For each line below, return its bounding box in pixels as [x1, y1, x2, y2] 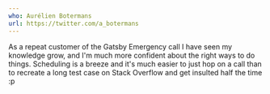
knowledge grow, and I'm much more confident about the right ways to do [8, 50, 255, 60]
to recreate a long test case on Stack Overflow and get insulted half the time [8, 67, 263, 77]
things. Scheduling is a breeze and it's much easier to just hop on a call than [8, 58, 263, 69]
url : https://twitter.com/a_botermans [8, 19, 139, 28]
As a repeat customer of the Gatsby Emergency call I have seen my [8, 41, 233, 51]
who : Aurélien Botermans [8, 11, 92, 20]
